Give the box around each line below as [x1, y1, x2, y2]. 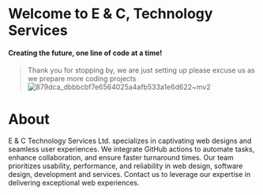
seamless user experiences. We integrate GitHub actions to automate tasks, [8, 144, 255, 154]
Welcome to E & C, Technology [8, 5, 213, 23]
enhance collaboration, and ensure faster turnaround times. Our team [8, 153, 235, 163]
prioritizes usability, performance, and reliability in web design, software [8, 161, 243, 171]
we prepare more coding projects [27, 74, 137, 84]
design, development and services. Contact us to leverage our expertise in [8, 170, 251, 179]
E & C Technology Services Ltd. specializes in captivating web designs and [8, 136, 252, 146]
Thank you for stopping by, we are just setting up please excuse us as [27, 66, 255, 75]
